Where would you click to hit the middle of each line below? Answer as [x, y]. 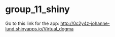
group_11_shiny [37, 9]
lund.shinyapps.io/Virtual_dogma [40, 28]
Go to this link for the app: [32, 23]
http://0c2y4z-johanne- [85, 23]
